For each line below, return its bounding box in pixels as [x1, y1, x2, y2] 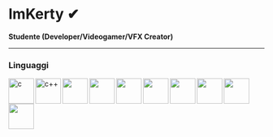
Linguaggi [8, 59, 49, 71]
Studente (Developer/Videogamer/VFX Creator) [8, 32, 173, 41]
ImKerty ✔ [8, 5, 80, 24]
